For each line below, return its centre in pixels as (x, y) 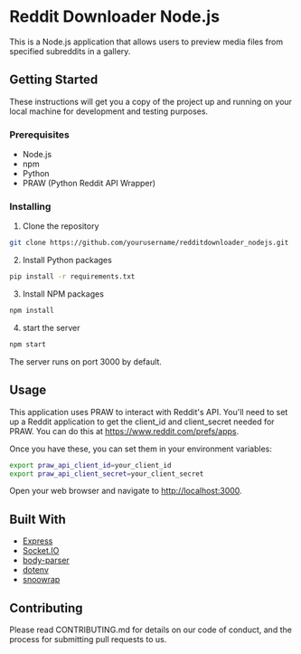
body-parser (46, 560)
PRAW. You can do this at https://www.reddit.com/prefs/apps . (124, 431)
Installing (30, 206)
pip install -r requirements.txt (72, 277)
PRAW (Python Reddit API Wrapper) (89, 184)
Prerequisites (39, 135)
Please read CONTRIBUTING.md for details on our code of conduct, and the (150, 630)
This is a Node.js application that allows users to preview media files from (146, 42)
